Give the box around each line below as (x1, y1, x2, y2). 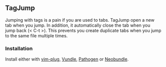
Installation (5, 45, 33, 52)
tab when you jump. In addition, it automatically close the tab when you (5, 22, 151, 28)
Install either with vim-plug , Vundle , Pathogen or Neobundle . (5, 56, 129, 62)
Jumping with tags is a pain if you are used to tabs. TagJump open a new (5, 17, 155, 23)
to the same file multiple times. (5, 33, 68, 38)
